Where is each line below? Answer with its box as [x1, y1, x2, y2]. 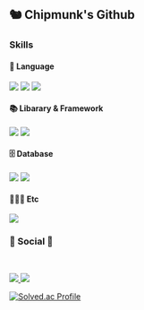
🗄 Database [9, 149, 54, 159]
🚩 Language [9, 61, 55, 72]
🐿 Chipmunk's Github [9, 7, 136, 22]
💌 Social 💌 [9, 236, 54, 248]
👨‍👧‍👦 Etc [9, 194, 39, 204]
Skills [9, 39, 34, 51]
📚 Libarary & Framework [9, 103, 104, 114]
